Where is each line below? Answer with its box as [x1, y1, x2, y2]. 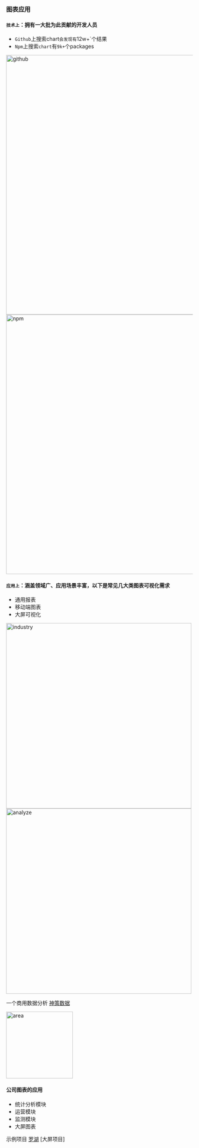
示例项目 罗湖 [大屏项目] [6, 1135, 65, 1143]
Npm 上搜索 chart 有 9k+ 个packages [14, 43, 94, 50]
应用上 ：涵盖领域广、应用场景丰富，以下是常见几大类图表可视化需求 [6, 581, 170, 589]
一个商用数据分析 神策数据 [6, 1000, 70, 1007]
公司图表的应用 [6, 1086, 43, 1093]
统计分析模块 [14, 1101, 46, 1108]
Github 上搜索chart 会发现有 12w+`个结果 [14, 36, 108, 43]
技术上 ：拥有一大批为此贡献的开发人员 [6, 21, 98, 28]
